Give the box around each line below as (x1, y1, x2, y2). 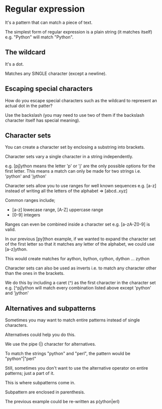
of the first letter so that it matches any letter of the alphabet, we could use (5, 241, 155, 247)
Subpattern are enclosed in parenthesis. (5, 389, 85, 395)
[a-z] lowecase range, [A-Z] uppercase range (12, 207, 103, 213)
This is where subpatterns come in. (5, 380, 76, 386)
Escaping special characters (5, 85, 93, 93)
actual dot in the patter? (5, 103, 53, 108)
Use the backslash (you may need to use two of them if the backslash (5, 112, 145, 118)
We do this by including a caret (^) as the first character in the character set (5, 280, 156, 285)
